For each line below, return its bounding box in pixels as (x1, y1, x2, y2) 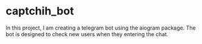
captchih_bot (5, 4, 74, 18)
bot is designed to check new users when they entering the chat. (5, 30, 169, 37)
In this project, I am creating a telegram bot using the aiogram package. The (5, 24, 196, 31)
